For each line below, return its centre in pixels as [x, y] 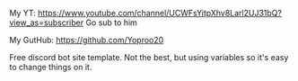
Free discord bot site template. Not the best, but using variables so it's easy [149, 57]
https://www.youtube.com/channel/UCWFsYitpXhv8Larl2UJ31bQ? [160, 13]
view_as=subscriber [46, 22]
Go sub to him [111, 22]
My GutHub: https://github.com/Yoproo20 [87, 40]
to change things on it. [51, 67]
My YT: [22, 13]
